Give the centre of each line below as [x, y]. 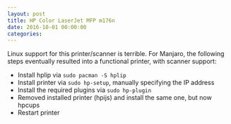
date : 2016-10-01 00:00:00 [47, 27]
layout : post [26, 14]
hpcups [29, 105]
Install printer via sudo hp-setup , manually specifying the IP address [116, 83]
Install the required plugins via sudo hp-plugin [84, 90]
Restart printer [38, 113]
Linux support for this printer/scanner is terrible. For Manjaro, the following [116, 54]
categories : [25, 34]
